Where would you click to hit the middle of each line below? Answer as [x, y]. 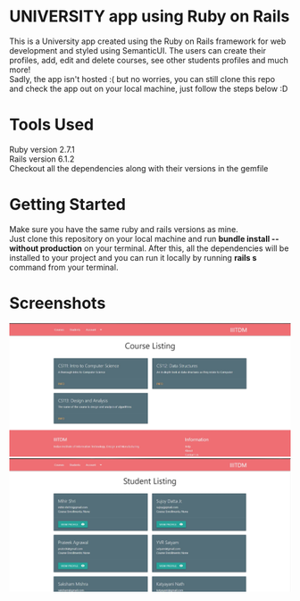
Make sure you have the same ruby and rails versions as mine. [124, 229]
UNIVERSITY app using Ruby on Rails [150, 17]
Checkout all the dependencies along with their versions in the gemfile [139, 168]
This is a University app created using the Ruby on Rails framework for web [148, 41]
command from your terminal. [64, 267]
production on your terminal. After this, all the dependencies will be [164, 248]
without [24, 248]
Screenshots [58, 303]
